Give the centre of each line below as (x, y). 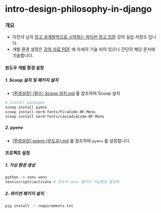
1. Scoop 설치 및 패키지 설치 (32, 80)
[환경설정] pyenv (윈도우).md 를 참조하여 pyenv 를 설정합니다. (71, 141)
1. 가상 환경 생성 (20, 165)
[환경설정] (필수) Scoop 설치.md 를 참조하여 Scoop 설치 (66, 93)
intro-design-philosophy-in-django (79, 9)
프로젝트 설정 (18, 153)
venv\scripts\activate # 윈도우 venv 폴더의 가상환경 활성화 (62, 182)
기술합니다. (23, 56)
